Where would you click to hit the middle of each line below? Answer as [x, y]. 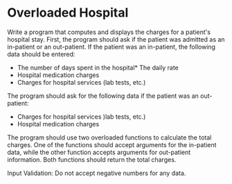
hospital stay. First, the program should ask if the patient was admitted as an [116, 39]
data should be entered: [41, 54]
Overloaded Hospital [68, 13]
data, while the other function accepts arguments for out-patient [99, 152]
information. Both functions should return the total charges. [92, 159]
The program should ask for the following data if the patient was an [103, 96]
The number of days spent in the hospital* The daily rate [98, 67]
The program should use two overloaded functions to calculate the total [109, 137]
